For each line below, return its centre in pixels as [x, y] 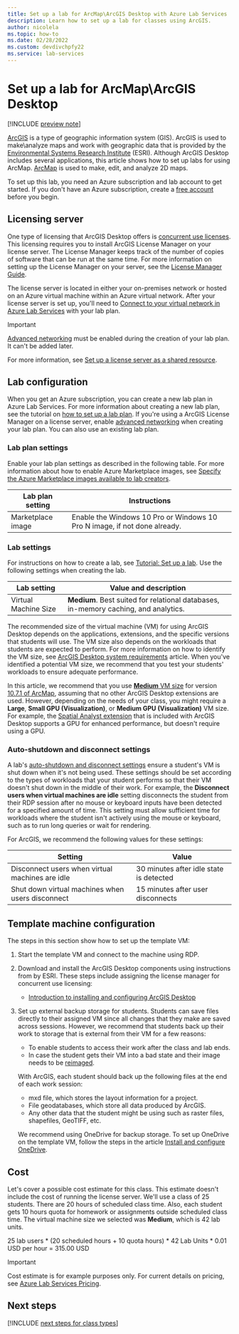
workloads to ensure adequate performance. [73, 672]
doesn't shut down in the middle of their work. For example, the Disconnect [118, 788]
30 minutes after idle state [180, 869]
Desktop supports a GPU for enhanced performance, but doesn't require [114, 724]
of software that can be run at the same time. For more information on [110, 259]
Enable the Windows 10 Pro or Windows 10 [144, 517]
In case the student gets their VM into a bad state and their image [124, 1056]
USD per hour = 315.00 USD [48, 1248]
